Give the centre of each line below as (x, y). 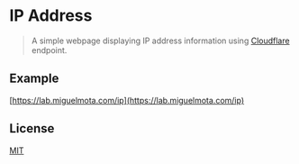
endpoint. (49, 50)
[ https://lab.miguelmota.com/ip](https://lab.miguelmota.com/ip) (127, 100)
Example (34, 79)
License (32, 128)
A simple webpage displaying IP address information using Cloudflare (160, 41)
